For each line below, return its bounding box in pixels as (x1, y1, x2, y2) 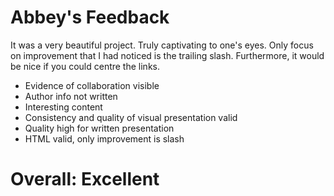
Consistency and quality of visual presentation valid (24, 111, 238, 123)
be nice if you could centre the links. (10, 60, 160, 72)
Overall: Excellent (10, 168, 160, 191)
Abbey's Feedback (10, 6, 170, 29)
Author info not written (24, 90, 118, 102)
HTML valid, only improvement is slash (24, 132, 185, 145)
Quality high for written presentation (24, 122, 175, 134)
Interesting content (24, 101, 103, 113)
